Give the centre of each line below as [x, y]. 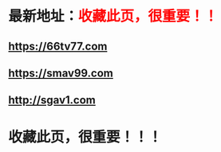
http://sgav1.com [52, 100]
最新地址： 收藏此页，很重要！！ [113, 16]
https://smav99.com [61, 73]
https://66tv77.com [58, 46]
